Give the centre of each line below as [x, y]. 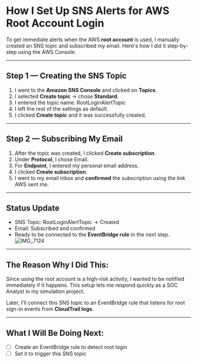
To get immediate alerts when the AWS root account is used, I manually [93, 39]
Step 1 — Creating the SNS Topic [67, 76]
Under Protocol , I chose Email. [52, 159]
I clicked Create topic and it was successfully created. [80, 115]
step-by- [178, 46]
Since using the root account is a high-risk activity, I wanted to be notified [95, 279]
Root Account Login [55, 23]
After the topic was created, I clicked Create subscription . [85, 153]
